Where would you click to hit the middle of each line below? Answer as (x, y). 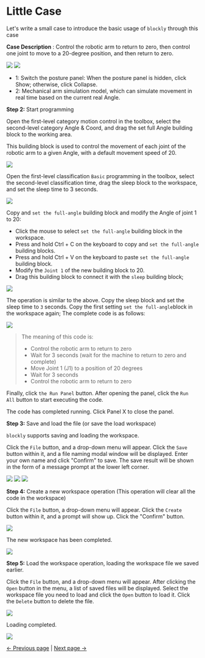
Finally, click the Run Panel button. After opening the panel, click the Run (97, 393)
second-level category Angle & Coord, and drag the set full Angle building (99, 128)
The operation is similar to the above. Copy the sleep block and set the (95, 300)
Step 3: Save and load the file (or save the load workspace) (81, 423)
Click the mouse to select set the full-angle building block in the (99, 231)
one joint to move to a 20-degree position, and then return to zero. (90, 53)
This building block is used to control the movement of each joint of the (96, 146)
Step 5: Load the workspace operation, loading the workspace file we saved (102, 563)
